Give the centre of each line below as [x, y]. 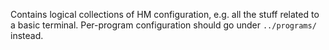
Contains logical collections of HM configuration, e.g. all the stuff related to [165, 14]
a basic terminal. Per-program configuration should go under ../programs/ [163, 25]
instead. [27, 35]
